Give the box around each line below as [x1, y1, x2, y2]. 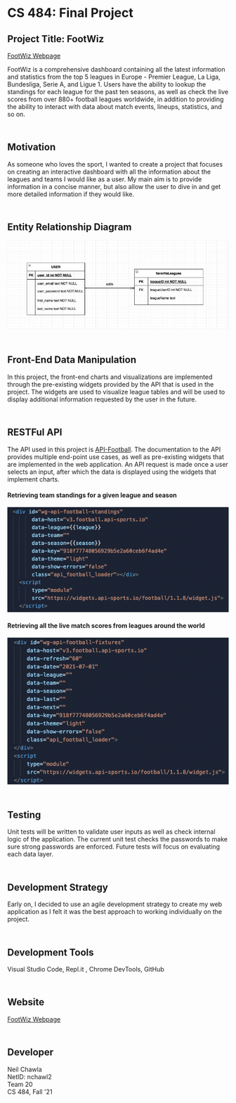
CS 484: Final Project [7, 5, 133, 21]
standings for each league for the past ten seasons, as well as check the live [7, 88, 229, 96]
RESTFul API [7, 427, 63, 439]
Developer [7, 1046, 54, 1059]
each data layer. [7, 850, 54, 858]
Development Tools [7, 946, 94, 958]
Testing [7, 808, 41, 820]
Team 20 [7, 1080, 33, 1088]
